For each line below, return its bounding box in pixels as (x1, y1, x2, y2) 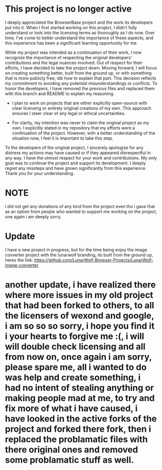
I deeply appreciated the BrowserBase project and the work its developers (5, 19, 153, 25)
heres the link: (5, 257, 33, 263)
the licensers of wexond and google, (5, 310, 154, 321)
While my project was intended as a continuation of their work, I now (5, 49, 142, 55)
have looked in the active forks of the (5, 413, 157, 424)
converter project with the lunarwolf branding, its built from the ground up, (5, 252, 153, 258)
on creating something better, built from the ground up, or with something (5, 70, 152, 76)
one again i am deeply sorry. (5, 213, 62, 219)
